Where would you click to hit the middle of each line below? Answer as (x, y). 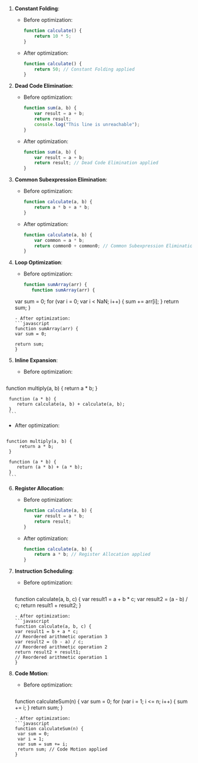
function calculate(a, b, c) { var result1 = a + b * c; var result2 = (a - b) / (101, 599)
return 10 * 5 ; (53, 36)
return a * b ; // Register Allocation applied (93, 555)
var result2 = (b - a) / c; (49, 642)
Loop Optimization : (39, 263)
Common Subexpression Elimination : (61, 180)
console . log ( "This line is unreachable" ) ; (87, 124)
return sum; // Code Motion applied (62, 749)
